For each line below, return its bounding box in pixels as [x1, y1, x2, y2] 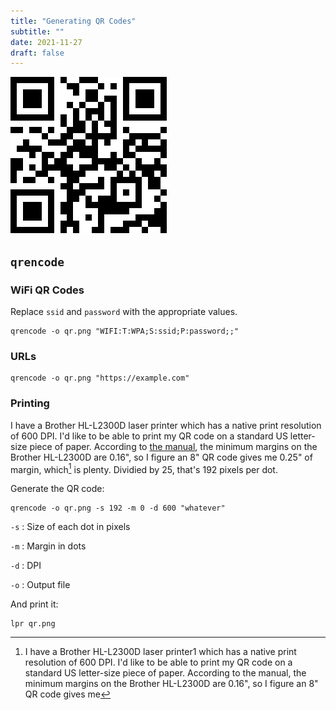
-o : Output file [10, 579, 71, 591]
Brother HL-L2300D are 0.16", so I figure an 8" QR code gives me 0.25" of [10, 451, 313, 463]
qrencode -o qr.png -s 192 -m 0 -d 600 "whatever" [10, 503, 226, 514]
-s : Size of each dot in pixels [10, 521, 131, 533]
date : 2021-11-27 [10, 37, 83, 47]
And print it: [10, 598, 59, 610]
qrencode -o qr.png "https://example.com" [10, 373, 190, 384]
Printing [10, 396, 50, 410]
